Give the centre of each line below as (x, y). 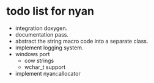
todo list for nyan (50, 11)
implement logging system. (49, 48)
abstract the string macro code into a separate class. (82, 41)
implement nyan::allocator (48, 73)
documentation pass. (42, 34)
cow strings (39, 60)
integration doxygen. (41, 28)
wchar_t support (45, 67)
